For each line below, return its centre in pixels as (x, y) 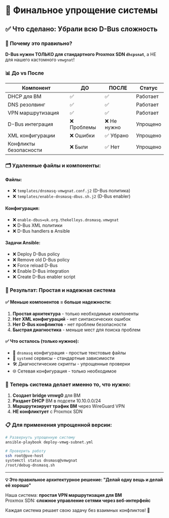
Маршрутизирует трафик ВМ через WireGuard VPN (68, 406)
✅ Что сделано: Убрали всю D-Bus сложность (81, 29)
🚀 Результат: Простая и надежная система (60, 290)
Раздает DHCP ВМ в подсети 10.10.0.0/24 (57, 401)
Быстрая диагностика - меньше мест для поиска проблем (76, 330)
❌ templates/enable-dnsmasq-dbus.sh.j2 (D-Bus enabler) (71, 196)
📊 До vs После (25, 73)
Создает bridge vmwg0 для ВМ (47, 395)
